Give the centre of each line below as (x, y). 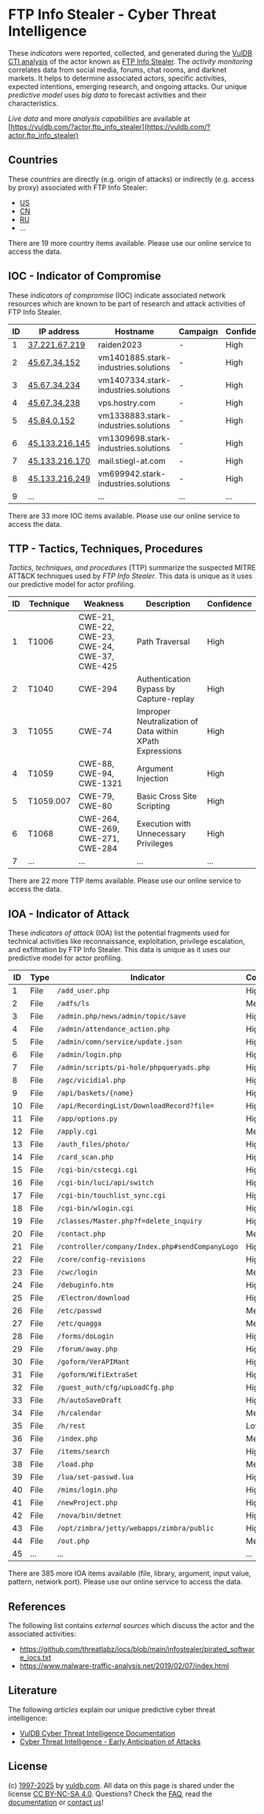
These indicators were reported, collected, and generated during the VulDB (130, 53)
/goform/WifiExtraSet (97, 1375)
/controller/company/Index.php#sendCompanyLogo (147, 1247)
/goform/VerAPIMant (93, 1362)
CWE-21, (96, 618)
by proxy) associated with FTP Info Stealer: (78, 187)
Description (168, 604)
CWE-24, (96, 647)
